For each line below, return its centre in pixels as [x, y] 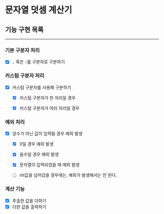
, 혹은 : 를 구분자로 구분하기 [38, 62]
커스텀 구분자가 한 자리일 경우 [47, 98]
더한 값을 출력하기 [29, 207]
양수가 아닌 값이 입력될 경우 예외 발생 [47, 134]
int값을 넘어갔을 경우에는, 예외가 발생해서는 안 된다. [68, 175]
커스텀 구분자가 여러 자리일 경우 [49, 108]
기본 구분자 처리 [22, 50]
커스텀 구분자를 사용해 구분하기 [41, 87]
